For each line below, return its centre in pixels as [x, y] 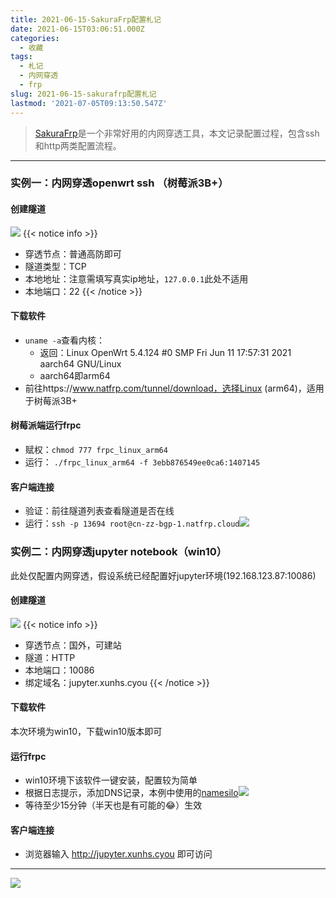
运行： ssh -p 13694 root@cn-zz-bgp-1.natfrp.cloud [132, 523]
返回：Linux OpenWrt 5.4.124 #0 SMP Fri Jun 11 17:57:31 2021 [165, 352]
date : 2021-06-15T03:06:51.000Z [77, 29]
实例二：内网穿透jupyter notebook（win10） [119, 552]
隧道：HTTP [50, 657]
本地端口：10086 [59, 670]
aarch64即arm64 [75, 375]
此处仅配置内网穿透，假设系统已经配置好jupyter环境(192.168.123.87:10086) [163, 575]
